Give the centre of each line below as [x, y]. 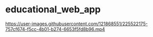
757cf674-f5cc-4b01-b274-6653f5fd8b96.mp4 [55, 29]
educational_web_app [53, 10]
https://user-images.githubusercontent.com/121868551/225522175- [76, 24]
